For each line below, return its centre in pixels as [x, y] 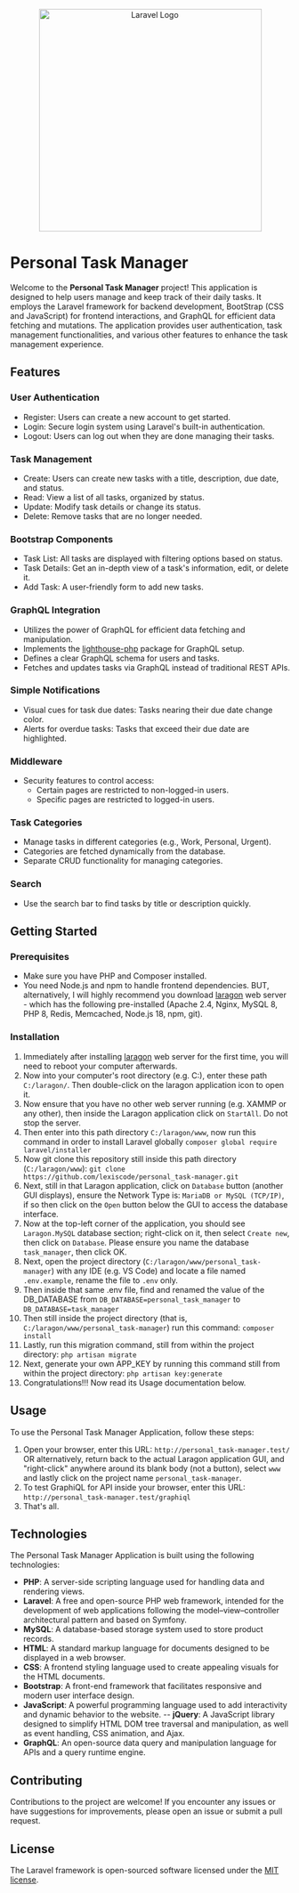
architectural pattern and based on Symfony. [105, 1620]
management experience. [57, 344]
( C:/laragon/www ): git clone [74, 1168]
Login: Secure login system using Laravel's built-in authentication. [144, 427]
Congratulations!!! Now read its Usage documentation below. [134, 1382]
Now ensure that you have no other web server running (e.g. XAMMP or [155, 1103]
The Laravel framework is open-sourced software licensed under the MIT [145, 1870]
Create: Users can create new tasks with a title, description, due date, [151, 478]
